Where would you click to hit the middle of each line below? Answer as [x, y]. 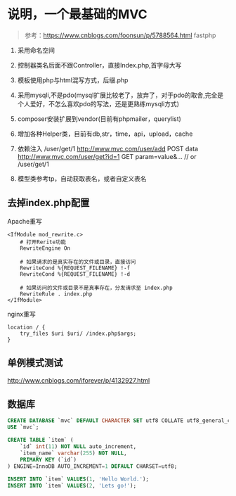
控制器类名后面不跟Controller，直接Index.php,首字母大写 [99, 65]
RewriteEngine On [45, 248]
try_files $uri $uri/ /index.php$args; [78, 333]
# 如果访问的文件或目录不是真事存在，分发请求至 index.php [97, 288]
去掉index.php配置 [48, 203]
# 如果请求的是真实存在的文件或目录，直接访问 [78, 262]
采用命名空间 [36, 50]
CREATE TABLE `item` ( [40, 440]
